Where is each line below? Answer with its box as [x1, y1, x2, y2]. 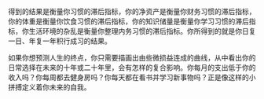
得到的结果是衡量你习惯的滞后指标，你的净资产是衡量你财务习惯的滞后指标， [8, 7, 256, 16]
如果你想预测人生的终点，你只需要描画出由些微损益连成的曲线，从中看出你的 [8, 53, 256, 62]
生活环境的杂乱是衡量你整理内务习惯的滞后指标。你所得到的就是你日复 [28, 27, 256, 35]
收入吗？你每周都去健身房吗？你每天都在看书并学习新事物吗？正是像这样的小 [8, 73, 256, 82]
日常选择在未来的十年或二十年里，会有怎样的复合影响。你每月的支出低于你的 [8, 63, 256, 72]
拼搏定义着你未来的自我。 [8, 82, 91, 92]
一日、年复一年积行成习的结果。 [8, 36, 112, 46]
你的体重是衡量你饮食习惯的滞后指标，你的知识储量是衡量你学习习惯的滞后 [8, 16, 249, 26]
